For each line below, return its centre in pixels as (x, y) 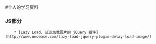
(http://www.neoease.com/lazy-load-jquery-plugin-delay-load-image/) (78, 37)
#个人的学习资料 (22, 7)
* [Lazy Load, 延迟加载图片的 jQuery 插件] (56, 33)
